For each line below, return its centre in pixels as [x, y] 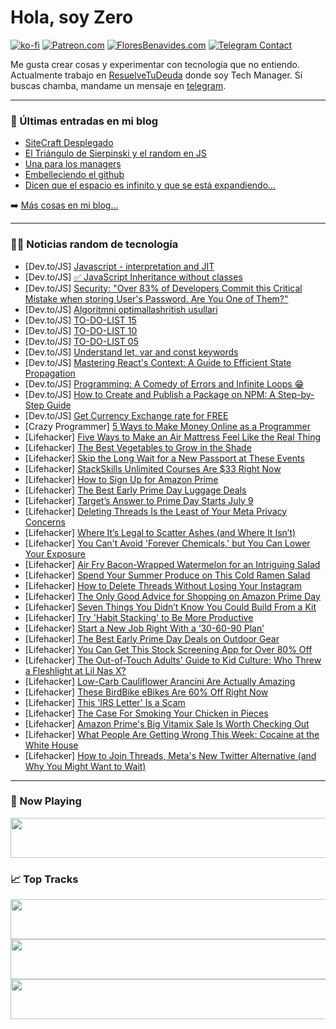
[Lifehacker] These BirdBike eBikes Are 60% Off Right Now [146, 692]
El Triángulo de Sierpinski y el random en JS [115, 153]
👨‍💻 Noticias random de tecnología [94, 244]
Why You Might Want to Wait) [85, 766]
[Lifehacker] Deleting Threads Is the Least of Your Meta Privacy [156, 511]
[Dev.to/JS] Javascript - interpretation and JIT [119, 266]
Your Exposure [55, 553]
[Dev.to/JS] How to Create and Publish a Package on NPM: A [150, 394]
